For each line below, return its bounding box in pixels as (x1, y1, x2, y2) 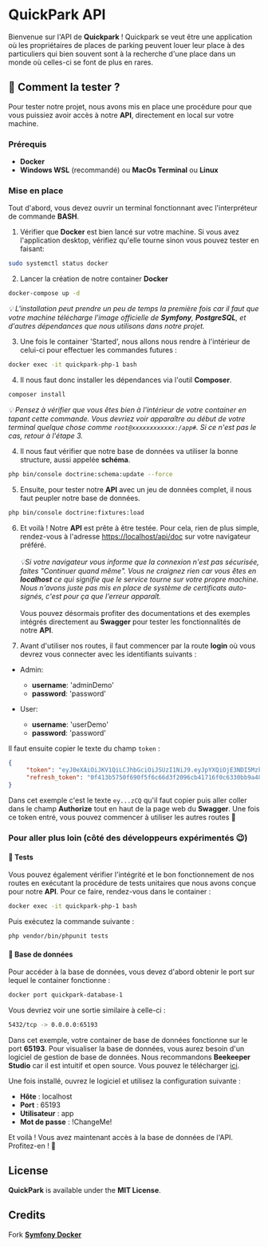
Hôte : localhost (19, 1091, 73, 1101)
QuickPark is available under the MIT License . (8, 1185, 161, 1194)
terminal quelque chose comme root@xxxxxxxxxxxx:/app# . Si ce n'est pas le (8, 422, 257, 432)
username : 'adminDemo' (31, 680, 114, 689)
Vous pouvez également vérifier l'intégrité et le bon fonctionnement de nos (8, 870, 254, 879)
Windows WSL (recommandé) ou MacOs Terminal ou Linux (19, 165, 219, 175)
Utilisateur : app (19, 1108, 74, 1118)
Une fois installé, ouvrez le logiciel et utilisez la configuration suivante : (8, 1075, 241, 1086)
